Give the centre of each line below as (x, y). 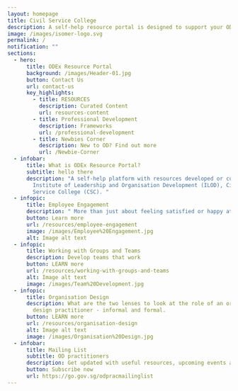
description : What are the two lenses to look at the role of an (124, 304)
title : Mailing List (56, 350)
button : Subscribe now (59, 370)
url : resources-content (74, 113)
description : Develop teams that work (83, 258)
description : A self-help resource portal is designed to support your (115, 27)
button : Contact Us (55, 80)
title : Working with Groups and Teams (83, 251)
